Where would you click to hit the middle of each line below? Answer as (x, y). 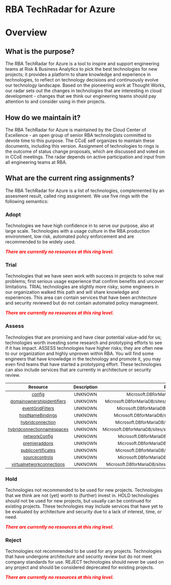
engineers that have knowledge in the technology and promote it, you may (83, 359)
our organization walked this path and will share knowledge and (72, 292)
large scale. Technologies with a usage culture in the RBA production (78, 231)
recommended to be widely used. (40, 242)
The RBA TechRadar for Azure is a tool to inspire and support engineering (82, 64)
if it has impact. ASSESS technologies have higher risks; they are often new (84, 348)
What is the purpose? (40, 51)
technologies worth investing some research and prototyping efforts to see (84, 343)
